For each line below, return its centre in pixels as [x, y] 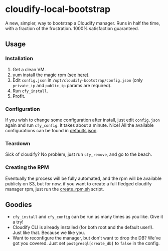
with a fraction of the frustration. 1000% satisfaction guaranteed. [72, 28]
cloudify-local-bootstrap [58, 9]
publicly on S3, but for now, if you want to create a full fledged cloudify [78, 183]
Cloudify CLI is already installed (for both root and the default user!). [83, 227]
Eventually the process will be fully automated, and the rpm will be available [83, 178]
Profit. [19, 96]
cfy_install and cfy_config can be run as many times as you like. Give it [88, 217]
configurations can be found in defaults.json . [51, 130]
